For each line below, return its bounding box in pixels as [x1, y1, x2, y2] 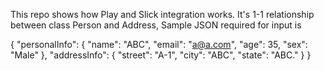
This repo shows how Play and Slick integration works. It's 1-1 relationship [10, 9, 315, 20]
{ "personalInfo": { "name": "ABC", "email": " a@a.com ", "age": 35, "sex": [10, 39, 308, 50]
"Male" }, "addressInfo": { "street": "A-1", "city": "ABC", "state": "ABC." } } [10, 49, 312, 61]
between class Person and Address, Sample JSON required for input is [10, 19, 302, 31]
